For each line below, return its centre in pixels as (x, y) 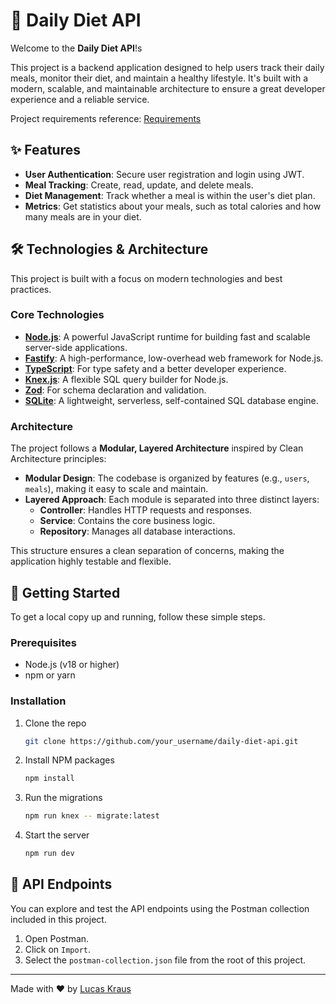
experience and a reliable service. (80, 99)
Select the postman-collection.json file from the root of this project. (165, 960)
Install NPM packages (69, 760)
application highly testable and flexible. (91, 561)
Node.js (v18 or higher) (72, 665)
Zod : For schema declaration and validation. (115, 390)
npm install (49, 779)
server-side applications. (76, 347)
